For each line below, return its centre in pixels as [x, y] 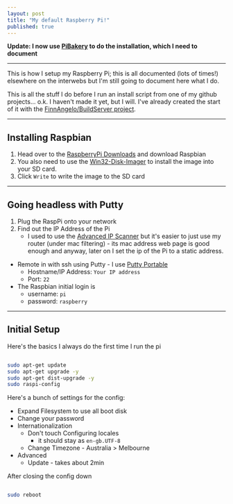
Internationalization [45, 426]
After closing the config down [50, 476]
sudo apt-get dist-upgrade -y [51, 378]
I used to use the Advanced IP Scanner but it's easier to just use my [124, 236]
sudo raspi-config [34, 385]
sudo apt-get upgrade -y [43, 371]
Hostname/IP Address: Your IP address [84, 272]
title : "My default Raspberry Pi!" [59, 20]
